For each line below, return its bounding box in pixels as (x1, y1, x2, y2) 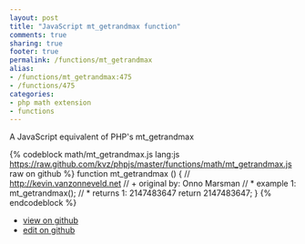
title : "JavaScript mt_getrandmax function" (9, 22, 181, 31)
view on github (22, 215, 79, 226)
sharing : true (9, 38, 64, 48)
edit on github (22, 225, 76, 236)
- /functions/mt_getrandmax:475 (9, 73, 132, 82)
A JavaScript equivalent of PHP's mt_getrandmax (9, 131, 194, 142)
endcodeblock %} (9, 198, 77, 208)
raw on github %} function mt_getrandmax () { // (9, 168, 191, 179)
